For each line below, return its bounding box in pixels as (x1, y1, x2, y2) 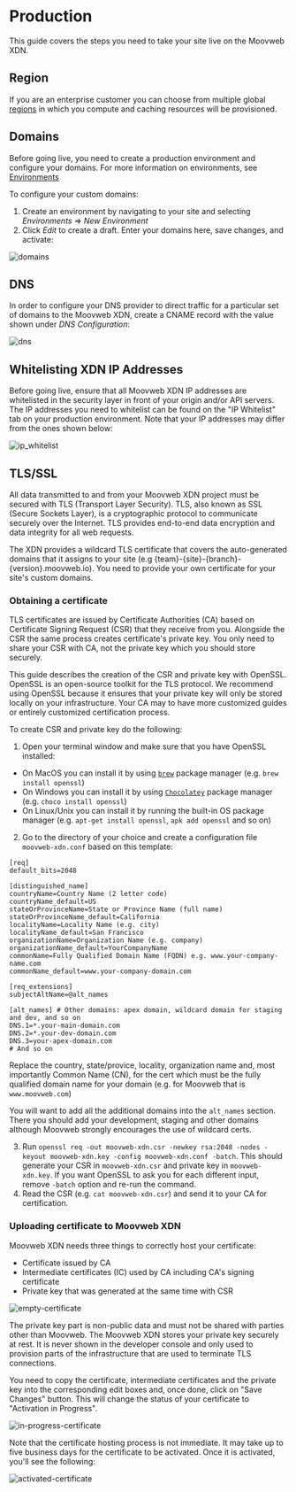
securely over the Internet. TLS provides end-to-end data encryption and (9, 518, 276, 528)
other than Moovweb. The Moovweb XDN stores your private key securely (9, 1329, 280, 1340)
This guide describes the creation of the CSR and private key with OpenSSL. (9, 669, 287, 680)
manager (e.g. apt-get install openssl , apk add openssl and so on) (21, 815, 271, 825)
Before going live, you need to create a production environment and (9, 152, 256, 163)
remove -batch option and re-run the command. (21, 1179, 197, 1190)
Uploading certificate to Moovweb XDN (9, 1220, 181, 1233)
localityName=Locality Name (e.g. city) (9, 921, 161, 930)
